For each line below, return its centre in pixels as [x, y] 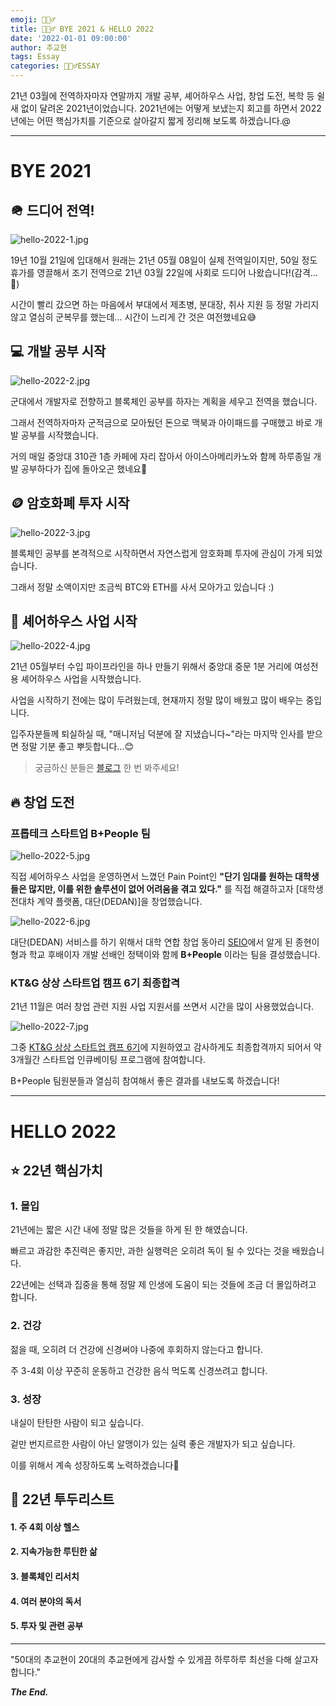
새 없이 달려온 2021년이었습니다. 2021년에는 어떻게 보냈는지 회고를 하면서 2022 [166, 108]
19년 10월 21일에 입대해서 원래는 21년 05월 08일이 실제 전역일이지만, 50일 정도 [164, 260]
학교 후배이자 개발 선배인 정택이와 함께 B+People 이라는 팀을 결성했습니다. [174, 955]
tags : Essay [35, 57]
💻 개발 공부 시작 [58, 351]
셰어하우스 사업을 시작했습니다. [81, 679]
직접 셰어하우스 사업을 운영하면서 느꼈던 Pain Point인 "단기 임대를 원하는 [151, 877]
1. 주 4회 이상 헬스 [45, 1527]
